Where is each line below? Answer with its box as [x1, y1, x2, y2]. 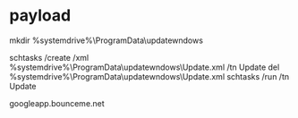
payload [9, 5, 72, 26]
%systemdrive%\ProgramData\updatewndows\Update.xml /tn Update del [9, 62, 280, 72]
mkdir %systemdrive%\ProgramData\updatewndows [9, 35, 204, 46]
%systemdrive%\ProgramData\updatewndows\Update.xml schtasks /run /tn [9, 71, 289, 81]
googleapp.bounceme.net [9, 97, 105, 108]
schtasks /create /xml [9, 52, 89, 63]
